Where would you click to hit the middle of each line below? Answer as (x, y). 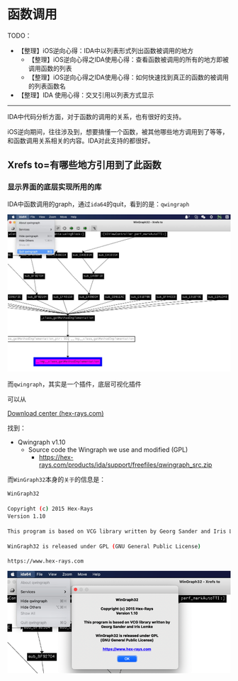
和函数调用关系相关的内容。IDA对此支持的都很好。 (81, 140)
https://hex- (56, 458)
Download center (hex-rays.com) (56, 414)
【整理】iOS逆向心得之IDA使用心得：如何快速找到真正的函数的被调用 (128, 77)
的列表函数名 (47, 86)
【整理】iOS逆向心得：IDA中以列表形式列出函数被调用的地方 (105, 50)
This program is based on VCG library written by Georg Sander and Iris (117, 531)
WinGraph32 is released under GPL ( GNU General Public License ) (104, 546)
